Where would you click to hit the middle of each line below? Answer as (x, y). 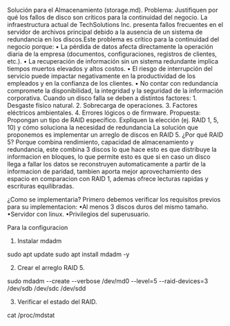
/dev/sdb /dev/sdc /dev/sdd (47, 288)
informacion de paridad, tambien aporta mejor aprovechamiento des (104, 171)
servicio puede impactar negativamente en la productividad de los (101, 76)
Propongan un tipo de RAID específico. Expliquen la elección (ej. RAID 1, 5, (113, 120)
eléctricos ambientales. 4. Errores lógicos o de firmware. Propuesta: (104, 113)
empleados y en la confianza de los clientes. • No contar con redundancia (113, 83)
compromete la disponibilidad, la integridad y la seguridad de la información (115, 90)
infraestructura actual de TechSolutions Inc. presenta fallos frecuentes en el (115, 25)
